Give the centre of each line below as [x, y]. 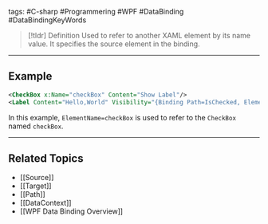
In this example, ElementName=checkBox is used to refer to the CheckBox [122, 117]
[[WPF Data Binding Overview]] [71, 211]
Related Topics [46, 158]
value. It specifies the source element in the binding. [114, 44]
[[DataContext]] [45, 203]
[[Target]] [35, 186]
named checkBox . [36, 126]
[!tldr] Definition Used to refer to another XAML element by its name [139, 35]
